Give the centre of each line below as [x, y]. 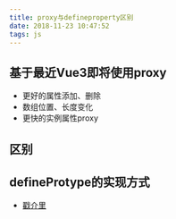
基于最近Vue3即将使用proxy [88, 72]
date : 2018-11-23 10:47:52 [59, 26]
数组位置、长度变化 [58, 107]
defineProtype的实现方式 [80, 182]
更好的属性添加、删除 [61, 96]
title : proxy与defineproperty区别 [71, 17]
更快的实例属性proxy [60, 118]
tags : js [25, 34]
